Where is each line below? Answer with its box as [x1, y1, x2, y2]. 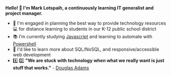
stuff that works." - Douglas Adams [12, 65, 90, 71]
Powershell [12, 41, 37, 47]
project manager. [5, 10, 43, 16]
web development [12, 52, 51, 58]
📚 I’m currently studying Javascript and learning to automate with [12, 34, 153, 39]
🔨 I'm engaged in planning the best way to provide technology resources [12, 20, 166, 26]
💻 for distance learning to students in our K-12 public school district [12, 26, 157, 32]
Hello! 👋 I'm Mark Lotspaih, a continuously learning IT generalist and [5, 5, 154, 11]
